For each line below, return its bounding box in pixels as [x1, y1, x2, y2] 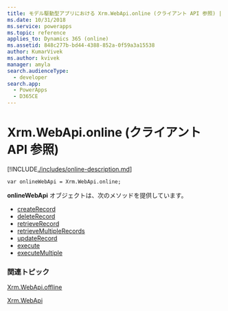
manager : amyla [7, 61, 51, 68]
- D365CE [13, 93, 38, 100]
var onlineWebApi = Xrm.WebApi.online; [7, 178, 122, 185]
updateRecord [16, 234, 58, 242]
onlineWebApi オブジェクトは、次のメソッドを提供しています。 [7, 191, 187, 199]
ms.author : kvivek [7, 55, 60, 62]
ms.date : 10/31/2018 [7, 16, 67, 23]
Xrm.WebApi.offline [7, 283, 62, 292]
